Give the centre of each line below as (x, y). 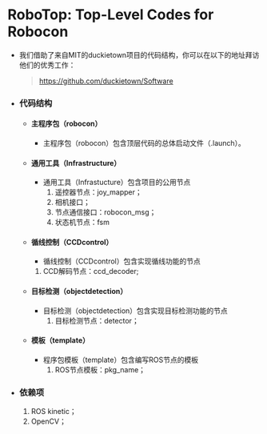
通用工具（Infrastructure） (76, 163)
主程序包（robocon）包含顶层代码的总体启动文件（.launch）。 (144, 143)
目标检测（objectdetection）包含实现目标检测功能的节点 (135, 311)
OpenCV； (49, 421)
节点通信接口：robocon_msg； (106, 212)
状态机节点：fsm (82, 223)
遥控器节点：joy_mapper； (99, 192)
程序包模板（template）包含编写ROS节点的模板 (121, 360)
